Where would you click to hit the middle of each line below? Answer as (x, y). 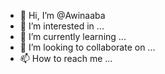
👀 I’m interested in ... (62, 26)
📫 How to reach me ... (66, 58)
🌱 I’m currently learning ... (73, 36)
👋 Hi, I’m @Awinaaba (62, 15)
